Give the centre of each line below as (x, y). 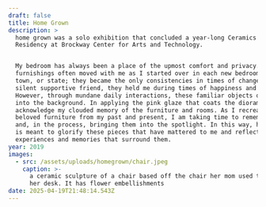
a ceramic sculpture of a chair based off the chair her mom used (141, 176)
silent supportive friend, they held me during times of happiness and (136, 88)
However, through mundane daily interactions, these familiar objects (134, 96)
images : (21, 154)
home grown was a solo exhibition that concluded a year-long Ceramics (136, 38)
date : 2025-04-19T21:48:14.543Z (61, 191)
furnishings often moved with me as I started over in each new (123, 73)
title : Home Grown (38, 23)
